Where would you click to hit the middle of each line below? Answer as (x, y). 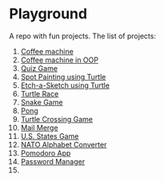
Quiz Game (39, 68)
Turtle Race (40, 93)
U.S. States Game (50, 136)
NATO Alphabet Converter (64, 144)
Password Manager (53, 161)
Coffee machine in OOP (60, 60)
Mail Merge (39, 128)
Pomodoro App (46, 153)
